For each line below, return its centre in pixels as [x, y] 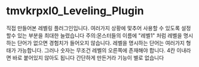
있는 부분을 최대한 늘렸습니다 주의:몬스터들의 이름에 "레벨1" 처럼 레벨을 [99, 35]
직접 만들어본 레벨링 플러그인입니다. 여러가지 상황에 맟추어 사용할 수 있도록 [93, 28]
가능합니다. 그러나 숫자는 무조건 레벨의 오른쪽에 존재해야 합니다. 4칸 [96, 50]
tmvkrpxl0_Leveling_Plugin [75, 11]
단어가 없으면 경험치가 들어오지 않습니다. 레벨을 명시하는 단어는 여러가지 [101, 43]
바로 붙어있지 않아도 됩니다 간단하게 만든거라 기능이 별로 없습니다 [88, 58]
